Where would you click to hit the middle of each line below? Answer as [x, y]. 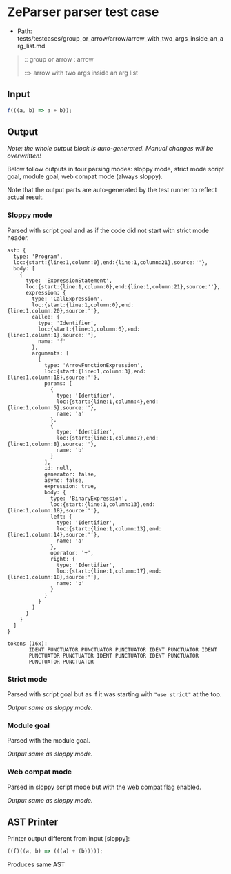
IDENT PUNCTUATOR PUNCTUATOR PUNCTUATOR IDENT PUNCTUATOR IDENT [123, 650]
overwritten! [24, 156]
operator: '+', [72, 553]
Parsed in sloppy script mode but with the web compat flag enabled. [104, 787]
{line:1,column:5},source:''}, [52, 408]
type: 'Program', [38, 257]
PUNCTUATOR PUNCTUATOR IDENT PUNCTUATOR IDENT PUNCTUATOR [113, 655]
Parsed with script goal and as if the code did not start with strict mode [108, 230]
